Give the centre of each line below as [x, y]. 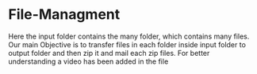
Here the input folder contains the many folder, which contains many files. [129, 36]
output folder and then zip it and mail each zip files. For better [109, 53]
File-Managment [64, 15]
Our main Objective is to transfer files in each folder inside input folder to [127, 44]
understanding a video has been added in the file [88, 61]
